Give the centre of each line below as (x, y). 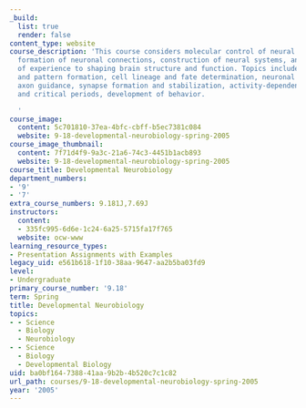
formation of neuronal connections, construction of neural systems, (152, 60)
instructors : (34, 212)
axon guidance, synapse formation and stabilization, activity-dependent (160, 86)
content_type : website (52, 43)
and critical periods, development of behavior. (112, 94)
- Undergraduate (40, 280)
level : (22, 271)
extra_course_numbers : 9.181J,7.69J (79, 204)
